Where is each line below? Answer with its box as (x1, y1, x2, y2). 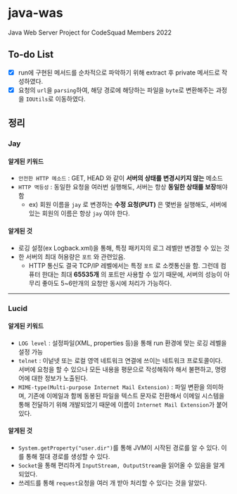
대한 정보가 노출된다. (31, 374, 89, 382)
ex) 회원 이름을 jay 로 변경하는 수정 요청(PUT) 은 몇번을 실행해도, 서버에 (28, 201, 227, 209)
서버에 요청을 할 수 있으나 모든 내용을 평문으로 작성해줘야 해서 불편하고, (18, 365, 214, 374)
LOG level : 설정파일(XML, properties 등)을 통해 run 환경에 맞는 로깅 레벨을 (18, 338, 227, 347)
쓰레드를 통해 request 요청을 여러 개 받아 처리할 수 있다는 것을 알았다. (18, 479, 207, 487)
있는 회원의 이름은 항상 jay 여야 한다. (28, 209, 131, 217)
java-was (8, 5, 63, 21)
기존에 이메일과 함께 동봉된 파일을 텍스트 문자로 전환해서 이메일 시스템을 (27, 391, 225, 400)
